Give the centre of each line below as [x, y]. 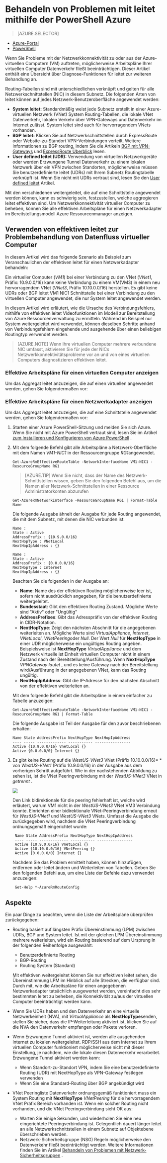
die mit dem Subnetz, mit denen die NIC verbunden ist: [69, 519]
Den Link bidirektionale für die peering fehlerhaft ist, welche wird [79, 800]
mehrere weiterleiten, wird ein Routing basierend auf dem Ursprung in [84, 940]
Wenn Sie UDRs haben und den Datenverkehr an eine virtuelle [76, 1011]
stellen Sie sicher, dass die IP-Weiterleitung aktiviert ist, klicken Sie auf [84, 1022]
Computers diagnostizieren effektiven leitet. [62, 359]
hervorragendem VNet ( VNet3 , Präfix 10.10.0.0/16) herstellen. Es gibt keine [81, 287]
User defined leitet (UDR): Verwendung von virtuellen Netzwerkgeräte [85, 156]
